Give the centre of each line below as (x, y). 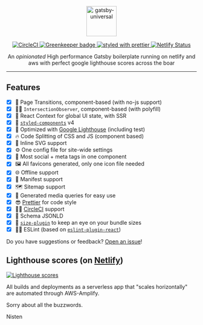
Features (23, 88)
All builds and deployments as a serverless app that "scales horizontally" (97, 286)
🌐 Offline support (37, 173)
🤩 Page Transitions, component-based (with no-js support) (88, 102)
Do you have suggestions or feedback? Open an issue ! (74, 241)
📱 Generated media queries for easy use (65, 195)
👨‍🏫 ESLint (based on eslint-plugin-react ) (68, 229)
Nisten (14, 317)
